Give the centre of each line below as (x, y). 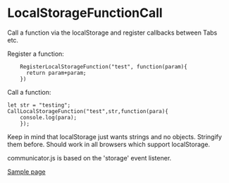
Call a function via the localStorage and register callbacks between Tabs (112, 33)
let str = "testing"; (39, 105)
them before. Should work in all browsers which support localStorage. (109, 144)
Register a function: (36, 54)
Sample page (26, 172)
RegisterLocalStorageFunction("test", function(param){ (104, 66)
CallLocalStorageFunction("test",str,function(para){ (88, 111)
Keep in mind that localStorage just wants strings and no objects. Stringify (114, 136)
